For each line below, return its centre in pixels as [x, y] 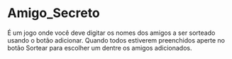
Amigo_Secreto [54, 13]
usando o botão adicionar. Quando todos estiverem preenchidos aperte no [116, 40]
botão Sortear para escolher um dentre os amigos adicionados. [100, 48]
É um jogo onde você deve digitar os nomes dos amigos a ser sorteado [111, 33]
